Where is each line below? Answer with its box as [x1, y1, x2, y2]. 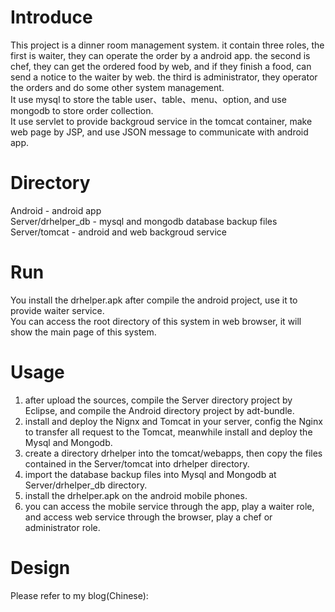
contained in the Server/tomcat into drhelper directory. [24, 457, 250, 470]
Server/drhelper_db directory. [24, 479, 148, 491]
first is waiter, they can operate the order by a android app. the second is [10, 49, 311, 61]
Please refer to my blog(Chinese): [10, 589, 149, 601]
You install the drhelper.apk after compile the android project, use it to [10, 294, 298, 306]
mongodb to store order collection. [10, 104, 154, 116]
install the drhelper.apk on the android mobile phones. [24, 489, 248, 501]
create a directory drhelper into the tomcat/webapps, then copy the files [24, 447, 323, 459]
